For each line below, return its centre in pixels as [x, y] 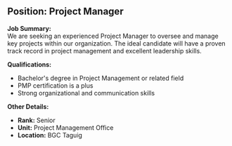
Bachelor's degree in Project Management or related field [101, 78]
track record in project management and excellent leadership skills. [104, 51]
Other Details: [28, 106]
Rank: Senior [36, 120]
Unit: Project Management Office [65, 127]
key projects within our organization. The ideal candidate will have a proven [117, 43]
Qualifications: [30, 64]
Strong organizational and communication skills [86, 93]
